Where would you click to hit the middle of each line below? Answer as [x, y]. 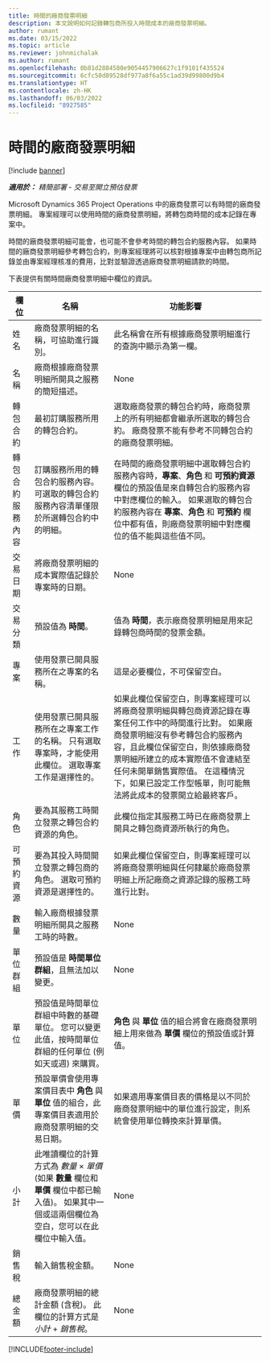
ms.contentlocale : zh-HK [50, 90]
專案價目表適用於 [66, 1115]
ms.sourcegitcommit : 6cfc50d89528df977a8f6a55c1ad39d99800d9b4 [117, 76]
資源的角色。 [58, 834]
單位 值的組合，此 [67, 1103]
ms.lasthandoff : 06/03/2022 [55, 98]
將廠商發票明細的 [66, 564]
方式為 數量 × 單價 [68, 1166]
